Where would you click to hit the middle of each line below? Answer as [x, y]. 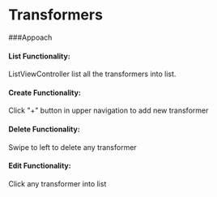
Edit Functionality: [40, 166]
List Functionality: [39, 56]
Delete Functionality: [45, 129]
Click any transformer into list [57, 183]
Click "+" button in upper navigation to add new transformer [108, 110]
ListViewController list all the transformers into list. [92, 74]
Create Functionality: [45, 92]
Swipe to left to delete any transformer [73, 147]
